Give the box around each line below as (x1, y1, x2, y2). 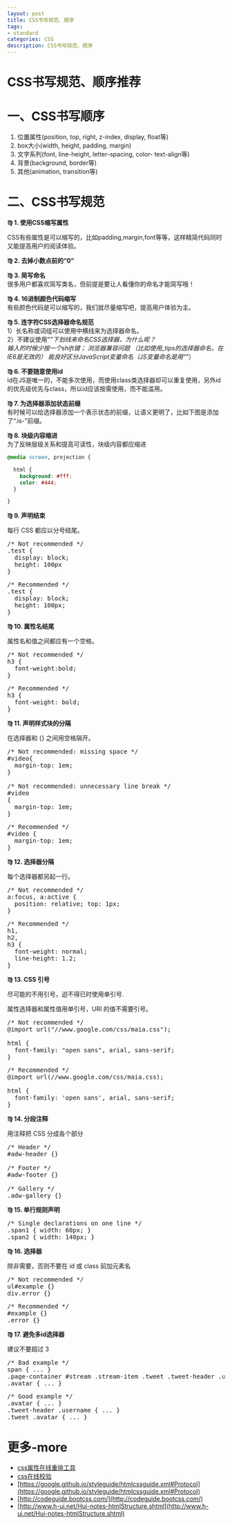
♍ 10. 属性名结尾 (7, 622, 55, 631)
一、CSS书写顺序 (7, 109, 105, 125)
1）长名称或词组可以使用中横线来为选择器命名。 (7, 327, 143, 335)
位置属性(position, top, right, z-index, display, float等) (17, 133, 169, 141)
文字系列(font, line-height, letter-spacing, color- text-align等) (17, 150, 190, 159)
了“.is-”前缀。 (7, 417, 46, 425)
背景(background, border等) (17, 159, 97, 167)
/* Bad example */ (7, 1359, 70, 1367)
